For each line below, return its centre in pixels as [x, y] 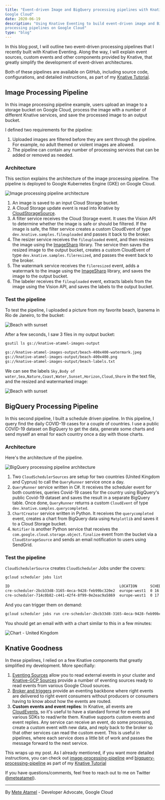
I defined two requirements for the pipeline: [49, 130]
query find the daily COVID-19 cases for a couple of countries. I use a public [82, 423]
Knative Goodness [34, 648]
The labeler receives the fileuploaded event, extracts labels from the [82, 281]
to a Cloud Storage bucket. [39, 524]
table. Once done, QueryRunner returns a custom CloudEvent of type [80, 503]
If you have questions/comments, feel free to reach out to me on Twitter [78, 772]
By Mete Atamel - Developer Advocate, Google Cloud [59, 792]
